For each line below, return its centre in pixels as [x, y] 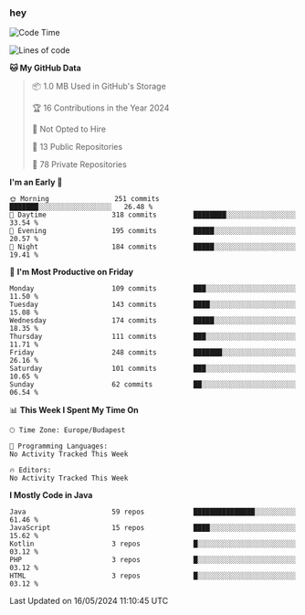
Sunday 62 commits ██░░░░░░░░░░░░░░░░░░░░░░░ [153, 385]
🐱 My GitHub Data [46, 68]
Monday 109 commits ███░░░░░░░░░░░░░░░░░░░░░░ [153, 289]
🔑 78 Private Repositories [79, 164]
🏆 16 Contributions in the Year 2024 [100, 108]
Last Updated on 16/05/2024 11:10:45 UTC [89, 601]
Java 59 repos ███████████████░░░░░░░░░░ [153, 512]
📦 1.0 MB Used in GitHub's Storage [99, 86]
